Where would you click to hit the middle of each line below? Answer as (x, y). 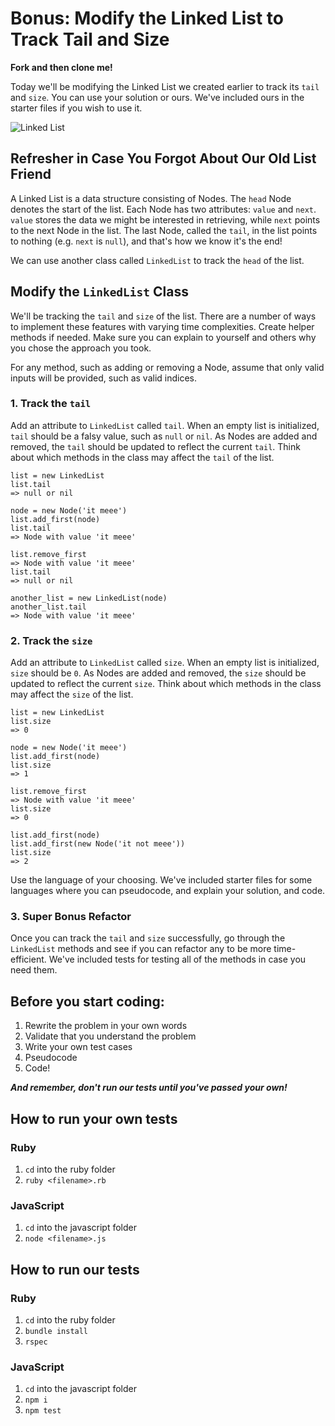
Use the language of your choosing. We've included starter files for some (161, 880)
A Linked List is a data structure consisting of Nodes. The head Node (151, 198)
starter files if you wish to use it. (76, 108)
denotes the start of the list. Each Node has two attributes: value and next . (163, 209)
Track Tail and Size (90, 39)
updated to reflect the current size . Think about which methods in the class (166, 684)
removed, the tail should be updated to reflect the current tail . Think (155, 446)
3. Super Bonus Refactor (71, 917)
